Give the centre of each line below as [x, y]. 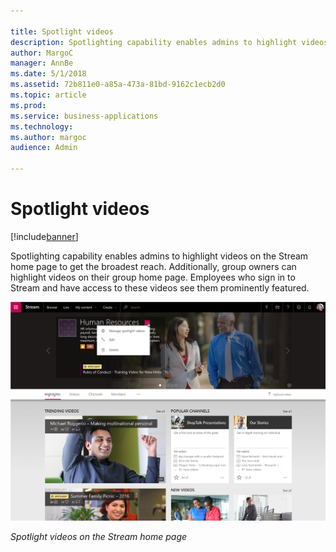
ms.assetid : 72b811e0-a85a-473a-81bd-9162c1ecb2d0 [118, 85]
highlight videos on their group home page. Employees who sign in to [153, 277]
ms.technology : [42, 126]
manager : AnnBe [42, 63]
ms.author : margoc [48, 137]
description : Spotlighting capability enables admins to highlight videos [169, 42]
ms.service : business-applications [84, 116]
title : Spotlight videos [62, 31]
